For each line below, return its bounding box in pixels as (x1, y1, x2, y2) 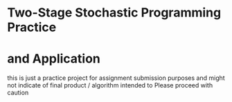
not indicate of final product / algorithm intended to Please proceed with (7, 81, 213, 90)
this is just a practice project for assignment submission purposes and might (7, 74, 225, 82)
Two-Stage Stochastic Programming (7, 5, 222, 21)
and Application (7, 51, 100, 67)
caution (7, 88, 29, 97)
